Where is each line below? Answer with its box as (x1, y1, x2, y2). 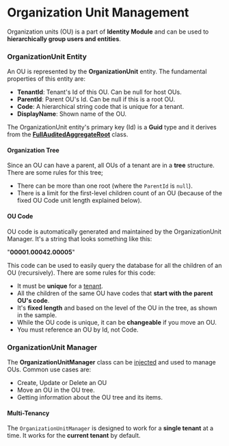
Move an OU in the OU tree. (16, 386, 95, 394)
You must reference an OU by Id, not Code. (16, 325, 139, 334)
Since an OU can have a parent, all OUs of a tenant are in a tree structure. (7, 161, 215, 169)
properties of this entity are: (7, 75, 85, 83)
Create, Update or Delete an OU (16, 378, 107, 386)
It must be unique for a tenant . (16, 282, 104, 290)
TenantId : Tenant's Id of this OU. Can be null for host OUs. (16, 88, 183, 97)
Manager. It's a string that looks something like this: (7, 234, 152, 243)
